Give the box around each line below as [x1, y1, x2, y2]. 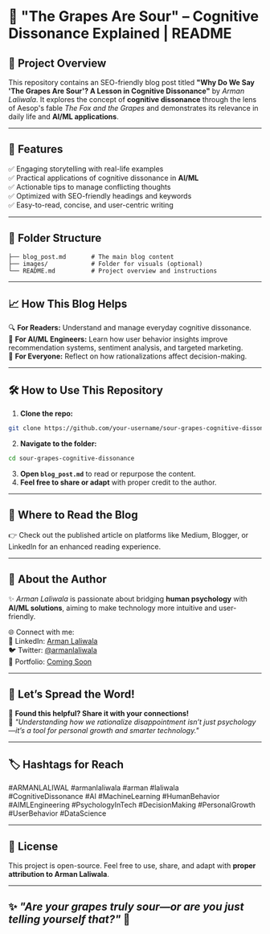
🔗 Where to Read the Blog [8, 508, 138, 522]
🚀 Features [8, 142, 63, 156]
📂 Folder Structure [8, 231, 102, 245]
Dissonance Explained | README [8, 24, 232, 43]
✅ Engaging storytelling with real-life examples [8, 164, 164, 174]
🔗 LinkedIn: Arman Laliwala [8, 636, 98, 645]
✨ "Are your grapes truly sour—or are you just [8, 900, 244, 914]
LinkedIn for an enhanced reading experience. [8, 542, 162, 551]
